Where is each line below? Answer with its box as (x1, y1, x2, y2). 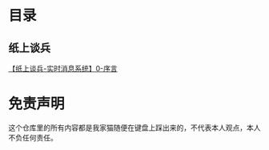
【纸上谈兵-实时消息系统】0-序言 (8, 64, 118, 73)
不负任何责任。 (8, 132, 58, 142)
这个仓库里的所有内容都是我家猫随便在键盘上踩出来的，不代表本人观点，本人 (8, 123, 261, 132)
